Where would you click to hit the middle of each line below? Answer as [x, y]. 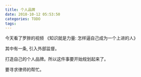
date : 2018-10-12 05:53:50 [33, 14]
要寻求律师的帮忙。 [25, 70]
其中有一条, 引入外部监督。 [32, 49]
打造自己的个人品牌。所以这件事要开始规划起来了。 [57, 59]
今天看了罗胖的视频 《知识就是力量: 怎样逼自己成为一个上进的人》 [71, 38]
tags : [11, 23]
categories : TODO [23, 19]
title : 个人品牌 [20, 10]
